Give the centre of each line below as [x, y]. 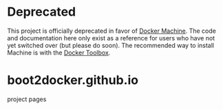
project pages [27, 99]
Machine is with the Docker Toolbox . [59, 53]
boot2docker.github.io [73, 80]
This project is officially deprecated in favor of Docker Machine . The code [112, 31]
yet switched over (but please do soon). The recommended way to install [111, 45]
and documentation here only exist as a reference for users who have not [111, 38]
